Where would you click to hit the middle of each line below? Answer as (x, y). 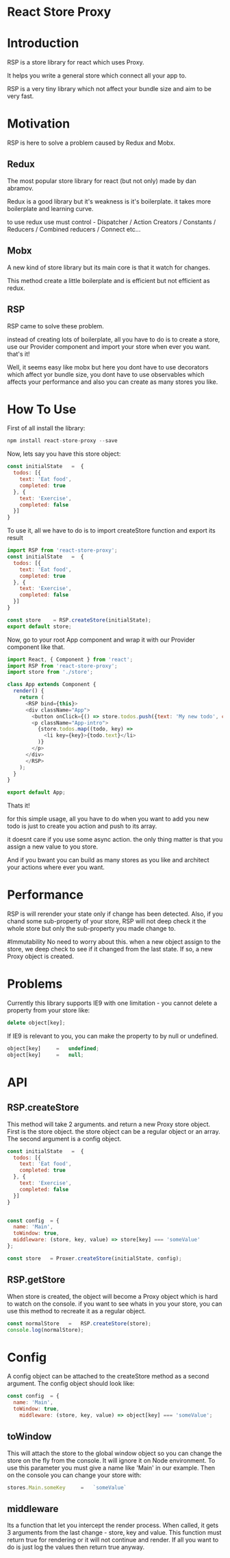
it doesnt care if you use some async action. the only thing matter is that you (115, 840)
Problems (35, 984)
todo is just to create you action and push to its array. (82, 826)
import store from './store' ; (50, 672)
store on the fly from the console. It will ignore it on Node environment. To (111, 1460)
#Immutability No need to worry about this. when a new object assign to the (114, 942)
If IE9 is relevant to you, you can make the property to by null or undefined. (113, 1036)
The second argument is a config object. (64, 1139)
